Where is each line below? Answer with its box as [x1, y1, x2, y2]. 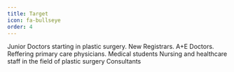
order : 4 [7, 23, 33, 30]
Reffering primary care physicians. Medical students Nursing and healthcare [7, 50, 228, 58]
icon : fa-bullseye [7, 17, 61, 24]
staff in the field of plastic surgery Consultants [7, 57, 142, 66]
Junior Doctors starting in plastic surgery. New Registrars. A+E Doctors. [7, 43, 214, 51]
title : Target [7, 10, 49, 17]
